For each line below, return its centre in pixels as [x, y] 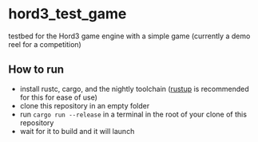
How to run [36, 70]
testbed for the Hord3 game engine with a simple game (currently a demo [129, 36]
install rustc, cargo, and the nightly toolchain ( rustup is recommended [134, 89]
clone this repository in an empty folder [85, 105]
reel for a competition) [45, 44]
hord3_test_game [67, 14]
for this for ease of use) [59, 97]
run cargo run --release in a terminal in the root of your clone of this [133, 114]
